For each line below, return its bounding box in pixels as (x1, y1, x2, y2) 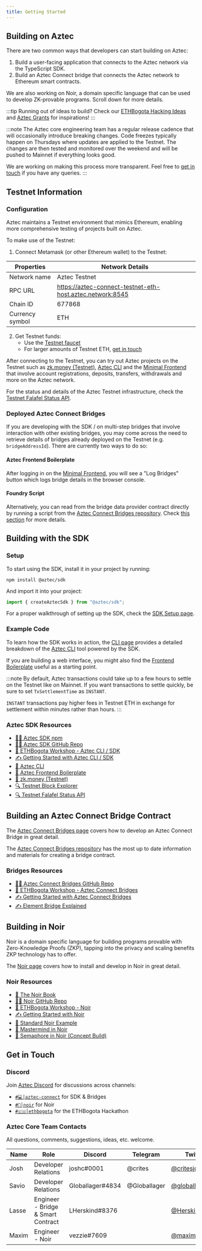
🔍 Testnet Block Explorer (14, 782, 78, 789)
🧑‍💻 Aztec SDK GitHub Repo (14, 740, 84, 747)
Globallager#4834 (69, 1182, 121, 1190)
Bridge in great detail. (6, 833, 60, 840)
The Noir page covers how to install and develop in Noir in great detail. (6, 962, 181, 970)
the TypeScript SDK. (14, 65, 66, 72)
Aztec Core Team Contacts (6, 1122, 87, 1131)
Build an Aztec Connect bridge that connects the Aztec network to (14, 72, 180, 79)
